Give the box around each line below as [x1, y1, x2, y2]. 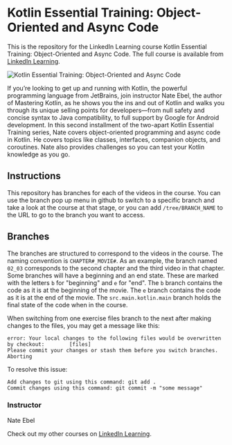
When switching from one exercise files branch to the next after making [7, 314, 211, 323]
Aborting [7, 353, 33, 360]
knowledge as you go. [7, 150, 71, 158]
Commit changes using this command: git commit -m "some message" [7, 384, 203, 392]
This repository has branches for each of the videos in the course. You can [7, 188, 221, 197]
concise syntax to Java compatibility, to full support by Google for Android [7, 113, 220, 122]
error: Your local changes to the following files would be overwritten [7, 334, 222, 342]
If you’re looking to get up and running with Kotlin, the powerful [7, 84, 188, 92]
